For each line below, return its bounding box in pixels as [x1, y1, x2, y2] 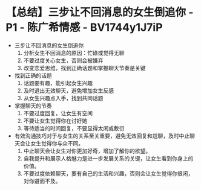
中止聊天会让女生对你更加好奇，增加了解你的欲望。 [23, 147, 151, 154]
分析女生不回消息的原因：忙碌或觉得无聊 [23, 49, 125, 56]
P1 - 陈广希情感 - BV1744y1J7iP [5, 21, 163, 34]
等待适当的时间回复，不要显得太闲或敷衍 [23, 124, 125, 131]
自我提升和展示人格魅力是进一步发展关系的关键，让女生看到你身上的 [23, 154, 194, 162]
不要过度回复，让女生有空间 [23, 109, 93, 116]
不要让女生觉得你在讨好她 [23, 117, 88, 124]
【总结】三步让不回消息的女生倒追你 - [5, 5, 194, 19]
